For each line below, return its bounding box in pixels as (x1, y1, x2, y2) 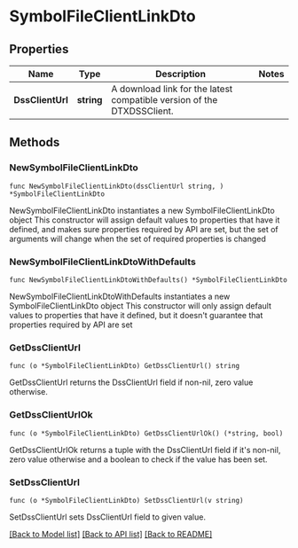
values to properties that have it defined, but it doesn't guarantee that (9, 309, 263, 320)
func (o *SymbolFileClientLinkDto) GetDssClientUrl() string (9, 362, 240, 371)
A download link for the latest (110, 82, 233, 95)
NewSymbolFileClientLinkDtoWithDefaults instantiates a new (9, 291, 231, 301)
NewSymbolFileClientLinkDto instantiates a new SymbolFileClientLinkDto (9, 205, 275, 215)
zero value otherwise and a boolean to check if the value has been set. (9, 454, 268, 465)
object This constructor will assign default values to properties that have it (9, 215, 280, 225)
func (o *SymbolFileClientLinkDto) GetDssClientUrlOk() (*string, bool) (9, 428, 284, 438)
